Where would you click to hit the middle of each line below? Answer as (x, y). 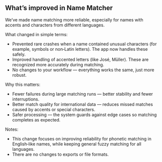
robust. (19, 75)
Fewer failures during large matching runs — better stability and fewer (82, 94)
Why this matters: (23, 84)
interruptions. (26, 99)
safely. (19, 54)
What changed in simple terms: (36, 34)
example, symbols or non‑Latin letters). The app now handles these (80, 49)
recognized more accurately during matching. (58, 64)
